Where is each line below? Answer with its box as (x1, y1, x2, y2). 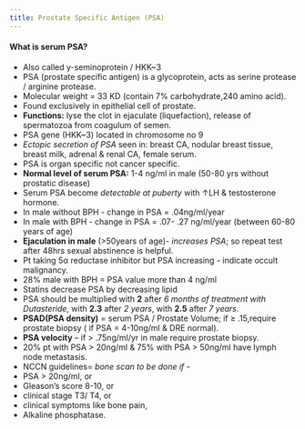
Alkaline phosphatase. (22, 409, 107, 420)
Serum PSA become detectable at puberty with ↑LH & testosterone (22, 187, 276, 198)
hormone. (22, 196, 60, 207)
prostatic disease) (22, 177, 91, 188)
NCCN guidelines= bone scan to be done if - (22, 361, 191, 372)
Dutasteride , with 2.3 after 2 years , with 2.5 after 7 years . (22, 303, 239, 314)
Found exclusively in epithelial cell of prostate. (22, 100, 197, 111)
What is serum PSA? (9, 42, 88, 53)
